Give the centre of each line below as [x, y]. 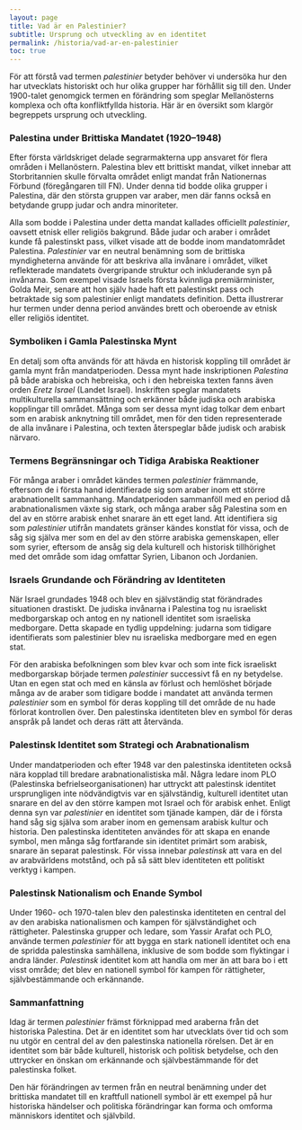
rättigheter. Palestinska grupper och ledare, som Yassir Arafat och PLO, [141, 931]
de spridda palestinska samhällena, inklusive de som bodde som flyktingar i [149, 950]
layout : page [34, 18]
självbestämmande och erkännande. [77, 979]
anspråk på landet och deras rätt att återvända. [97, 722]
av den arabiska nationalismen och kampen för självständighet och [133, 922]
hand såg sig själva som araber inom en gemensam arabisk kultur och [139, 822]
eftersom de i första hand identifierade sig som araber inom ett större [138, 490]
